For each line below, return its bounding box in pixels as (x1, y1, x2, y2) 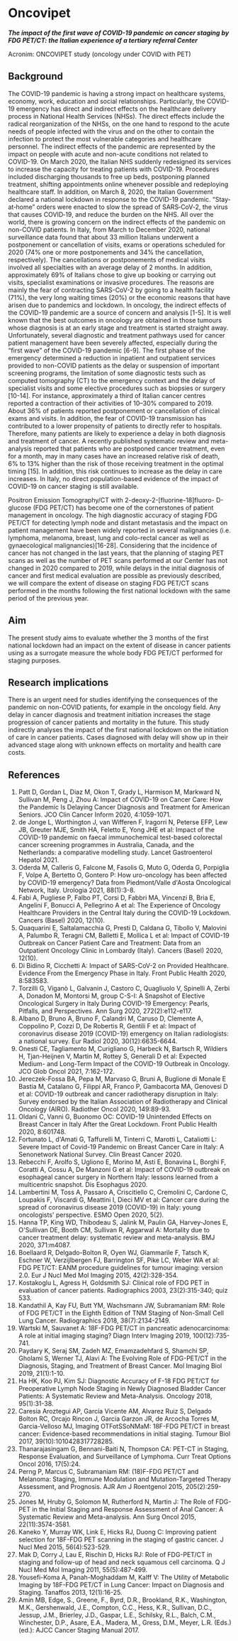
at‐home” (8, 203, 35, 211)
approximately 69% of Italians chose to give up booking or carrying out (8, 270, 216, 279)
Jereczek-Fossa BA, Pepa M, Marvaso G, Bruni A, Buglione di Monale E (18, 1075, 227, 1083)
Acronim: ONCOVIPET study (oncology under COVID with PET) (8, 50, 191, 58)
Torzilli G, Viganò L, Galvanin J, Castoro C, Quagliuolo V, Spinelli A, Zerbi (18, 984, 230, 993)
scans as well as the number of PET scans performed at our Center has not (8, 556, 228, 564)
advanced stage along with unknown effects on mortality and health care (8, 741, 222, 749)
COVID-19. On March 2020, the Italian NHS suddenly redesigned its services (8, 157, 232, 166)
